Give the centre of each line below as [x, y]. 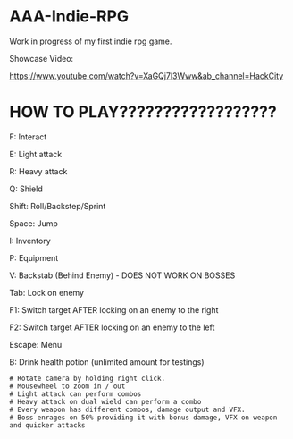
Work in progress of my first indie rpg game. [91, 41]
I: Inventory [30, 241]
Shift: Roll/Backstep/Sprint [58, 206]
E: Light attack [36, 154]
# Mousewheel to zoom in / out [67, 386]
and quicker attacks [48, 425]
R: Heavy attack [38, 171]
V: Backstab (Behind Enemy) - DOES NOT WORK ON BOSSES [122, 275]
